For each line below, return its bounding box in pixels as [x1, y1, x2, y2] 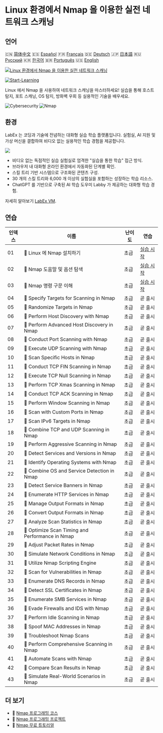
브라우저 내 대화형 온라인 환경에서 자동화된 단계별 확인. [12, 163, 116, 169]
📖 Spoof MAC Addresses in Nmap [24, 623, 101, 630]
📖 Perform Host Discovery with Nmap [24, 313, 109, 319]
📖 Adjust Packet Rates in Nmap [24, 541, 95, 548]
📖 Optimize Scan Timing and [24, 526, 89, 533]
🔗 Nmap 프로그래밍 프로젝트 [12, 716, 66, 722]
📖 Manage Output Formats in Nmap [24, 500, 104, 507]
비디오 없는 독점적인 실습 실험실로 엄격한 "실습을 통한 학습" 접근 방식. [12, 157, 143, 163]
